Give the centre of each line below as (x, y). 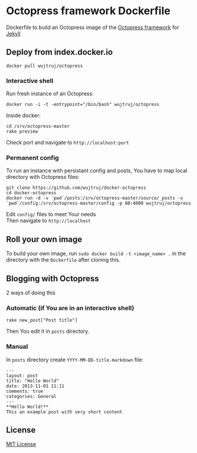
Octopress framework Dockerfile (88, 11)
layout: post (22, 375)
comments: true (25, 391)
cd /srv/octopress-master (38, 126)
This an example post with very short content (64, 412)
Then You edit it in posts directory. (48, 331)
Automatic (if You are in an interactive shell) (70, 308)
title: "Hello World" (33, 381)
